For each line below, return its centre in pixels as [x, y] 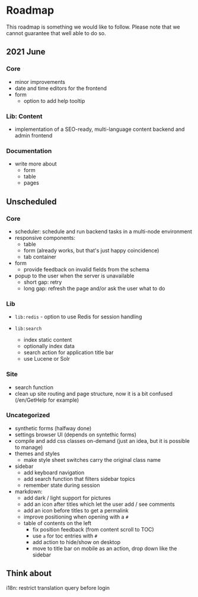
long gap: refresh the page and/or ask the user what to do [94, 288]
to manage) [29, 447]
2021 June [26, 52]
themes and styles [37, 454]
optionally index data [49, 346]
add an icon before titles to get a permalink [76, 510]
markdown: [28, 491]
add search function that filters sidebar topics [79, 479]
